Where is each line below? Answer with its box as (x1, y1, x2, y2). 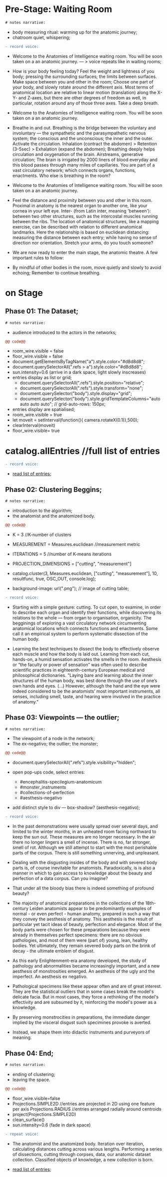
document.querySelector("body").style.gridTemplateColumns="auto (19, 396, 161, 402)
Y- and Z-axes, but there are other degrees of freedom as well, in (12, 94, 146, 100)
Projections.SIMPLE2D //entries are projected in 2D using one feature (12, 1100, 155, 1106)
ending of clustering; (12, 1071, 56, 1077)
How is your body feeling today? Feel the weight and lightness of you (12, 68, 155, 74)
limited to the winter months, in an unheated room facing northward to (12, 828, 157, 834)
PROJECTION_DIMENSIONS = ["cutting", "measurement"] (12, 560, 132, 566)
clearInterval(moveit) (12, 422, 56, 428)
